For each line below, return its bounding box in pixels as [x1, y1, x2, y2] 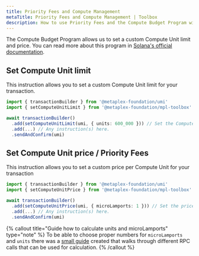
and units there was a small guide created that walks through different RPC [6, 237, 191, 244]
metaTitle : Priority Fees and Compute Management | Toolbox [6, 14, 158, 20]
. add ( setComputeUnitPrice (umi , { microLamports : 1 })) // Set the [11, 203, 179, 209]
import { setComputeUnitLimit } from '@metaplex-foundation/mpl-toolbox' [6, 105, 192, 111]
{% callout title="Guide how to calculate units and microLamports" [6, 225, 168, 232]
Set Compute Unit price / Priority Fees [6, 148, 149, 158]
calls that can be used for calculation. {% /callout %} [6, 244, 135, 251]
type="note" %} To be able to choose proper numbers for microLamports [6, 231, 183, 238]
